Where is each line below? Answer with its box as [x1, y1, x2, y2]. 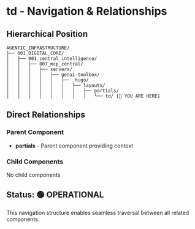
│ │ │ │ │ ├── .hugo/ [6, 77, 89, 83]
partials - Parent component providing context [15, 142, 134, 149]
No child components [6, 171, 61, 178]
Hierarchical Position [6, 29, 88, 39]
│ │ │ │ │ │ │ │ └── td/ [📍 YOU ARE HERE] [6, 93, 161, 99]
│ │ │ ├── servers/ [6, 66, 72, 72]
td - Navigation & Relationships [6, 4, 167, 18]
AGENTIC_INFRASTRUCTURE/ [6, 45, 70, 51]
